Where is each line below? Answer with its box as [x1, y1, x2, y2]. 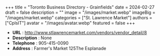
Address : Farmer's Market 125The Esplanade [12, 46, 107, 51]
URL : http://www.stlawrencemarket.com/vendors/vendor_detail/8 [12, 30, 147, 35]
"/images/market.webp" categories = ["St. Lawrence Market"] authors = [5, 15, 153, 20]
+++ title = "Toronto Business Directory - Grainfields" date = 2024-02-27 [5, 4, 155, 10]
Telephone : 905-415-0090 [12, 40, 69, 46]
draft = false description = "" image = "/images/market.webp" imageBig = [5, 9, 156, 15]
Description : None [12, 35, 52, 41]
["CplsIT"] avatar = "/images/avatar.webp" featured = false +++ [5, 20, 135, 26]
